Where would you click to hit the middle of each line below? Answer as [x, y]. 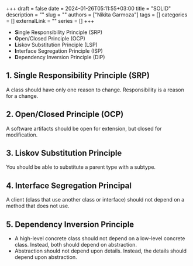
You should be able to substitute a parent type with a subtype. [81, 167]
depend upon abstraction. [46, 257]
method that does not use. [38, 206]
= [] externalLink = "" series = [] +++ [50, 21]
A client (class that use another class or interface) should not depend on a [95, 200]
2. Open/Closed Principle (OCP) [65, 115]
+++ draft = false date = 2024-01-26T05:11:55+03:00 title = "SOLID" [89, 8]
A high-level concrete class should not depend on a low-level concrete [100, 238]
